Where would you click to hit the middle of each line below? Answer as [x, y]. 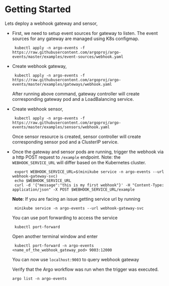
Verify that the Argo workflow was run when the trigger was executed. [85, 269]
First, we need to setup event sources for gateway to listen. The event [85, 33]
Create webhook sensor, [38, 109]
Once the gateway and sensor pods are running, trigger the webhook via [88, 152]
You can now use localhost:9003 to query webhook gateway [76, 259]
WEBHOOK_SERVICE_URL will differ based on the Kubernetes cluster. [79, 162]
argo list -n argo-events [39, 278]
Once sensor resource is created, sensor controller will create [76, 136]
